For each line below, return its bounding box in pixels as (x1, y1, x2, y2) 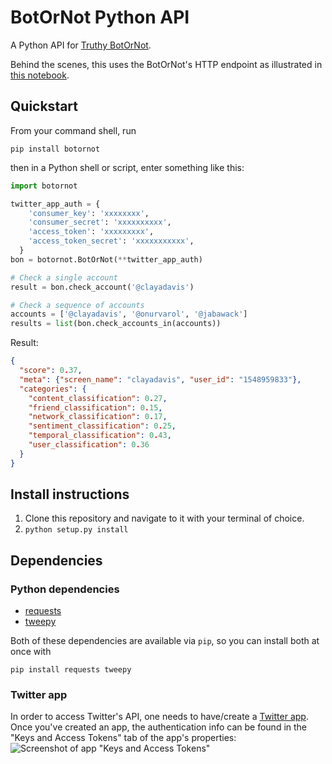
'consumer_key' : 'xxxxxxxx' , (28, 208, 150, 218)
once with (10, 646, 52, 658)
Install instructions (10, 486, 130, 503)
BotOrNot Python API (10, 6, 190, 29)
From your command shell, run (10, 124, 137, 136)
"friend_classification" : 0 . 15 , (28, 402, 163, 413)
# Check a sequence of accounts (10, 300, 145, 310)
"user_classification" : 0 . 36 (28, 440, 150, 450)
